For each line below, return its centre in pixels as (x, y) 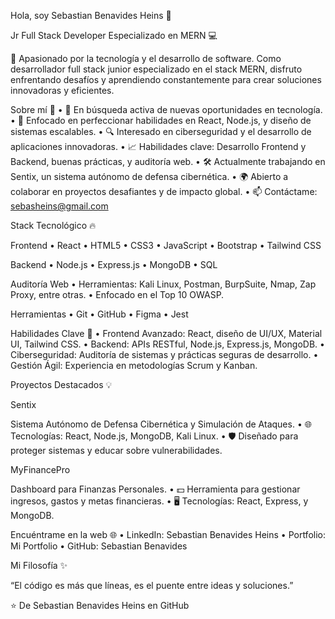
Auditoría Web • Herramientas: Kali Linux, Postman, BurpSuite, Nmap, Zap (163, 284)
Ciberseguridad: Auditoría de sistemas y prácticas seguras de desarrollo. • (164, 354)
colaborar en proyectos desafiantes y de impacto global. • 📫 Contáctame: (164, 191)
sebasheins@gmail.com (59, 206)
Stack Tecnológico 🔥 (53, 225)
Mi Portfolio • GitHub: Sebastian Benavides (99, 546)
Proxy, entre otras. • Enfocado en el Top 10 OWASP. (117, 294)
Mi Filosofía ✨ (39, 565)
